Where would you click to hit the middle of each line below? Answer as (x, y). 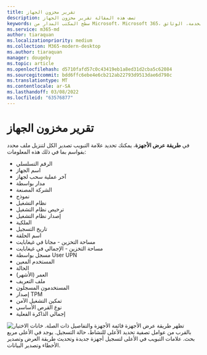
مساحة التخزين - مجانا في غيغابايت (56, 242)
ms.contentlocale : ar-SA (39, 87)
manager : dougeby (29, 58)
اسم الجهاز (28, 170)
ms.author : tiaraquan (35, 52)
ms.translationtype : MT (37, 80)
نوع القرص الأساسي (39, 307)
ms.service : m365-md (33, 29)
